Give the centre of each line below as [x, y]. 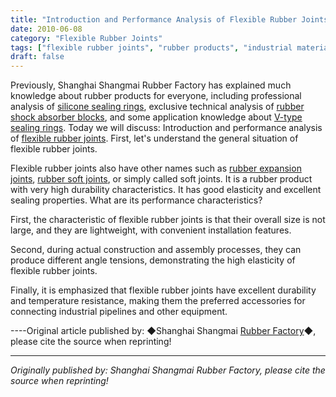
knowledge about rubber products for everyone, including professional [156, 96]
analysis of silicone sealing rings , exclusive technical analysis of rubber [157, 107]
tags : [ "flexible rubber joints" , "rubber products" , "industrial [151, 47]
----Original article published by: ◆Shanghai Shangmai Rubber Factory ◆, [163, 331]
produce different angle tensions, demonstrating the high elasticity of [153, 260]
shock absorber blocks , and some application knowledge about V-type [156, 117]
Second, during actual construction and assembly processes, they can [156, 250]
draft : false [37, 57]
